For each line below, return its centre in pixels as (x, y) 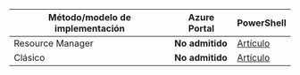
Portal (201, 28)
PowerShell (262, 23)
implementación (90, 28)
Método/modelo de (89, 17)
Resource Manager (54, 43)
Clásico (29, 58)
